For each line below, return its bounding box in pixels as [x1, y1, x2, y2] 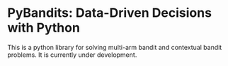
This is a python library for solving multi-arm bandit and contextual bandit [7, 43, 222, 51]
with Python [7, 20, 80, 36]
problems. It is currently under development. [7, 51, 137, 59]
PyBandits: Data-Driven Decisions [7, 5, 212, 21]
